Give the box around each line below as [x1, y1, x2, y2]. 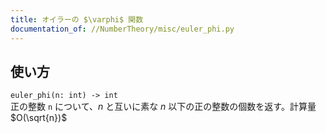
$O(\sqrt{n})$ [10, 112, 68, 124]
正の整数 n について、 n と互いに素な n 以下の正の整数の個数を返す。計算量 [10, 101, 317, 113]
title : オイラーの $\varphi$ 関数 [10, 14, 144, 25]
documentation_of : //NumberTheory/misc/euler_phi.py [10, 24, 235, 34]
